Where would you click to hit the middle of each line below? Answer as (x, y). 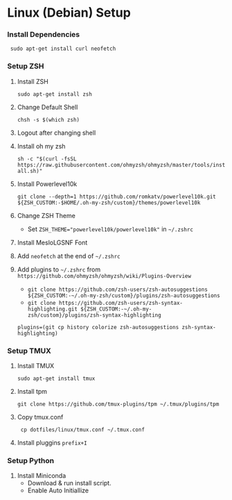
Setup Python (30, 461)
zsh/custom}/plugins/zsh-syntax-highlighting (94, 315)
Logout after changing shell (56, 133)
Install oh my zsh (41, 146)
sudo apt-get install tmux (56, 379)
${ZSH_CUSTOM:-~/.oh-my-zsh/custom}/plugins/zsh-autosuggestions (124, 295)
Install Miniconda (42, 476)
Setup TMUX (29, 351)
